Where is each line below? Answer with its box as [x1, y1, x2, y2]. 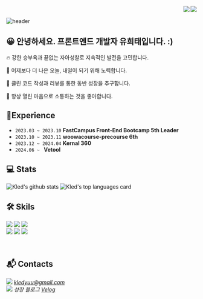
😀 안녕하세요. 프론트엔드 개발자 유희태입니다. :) [6, 36, 173, 47]
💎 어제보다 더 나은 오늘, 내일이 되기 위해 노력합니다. [6, 67, 127, 74]
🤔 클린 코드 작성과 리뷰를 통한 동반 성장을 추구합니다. [6, 79, 131, 87]
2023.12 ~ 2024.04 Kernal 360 [14, 139, 92, 147]
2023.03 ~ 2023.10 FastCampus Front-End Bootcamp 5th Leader [14, 126, 179, 133]
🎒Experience [6, 110, 56, 121]
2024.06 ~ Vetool [14, 146, 61, 153]
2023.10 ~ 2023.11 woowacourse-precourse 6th [14, 133, 138, 140]
